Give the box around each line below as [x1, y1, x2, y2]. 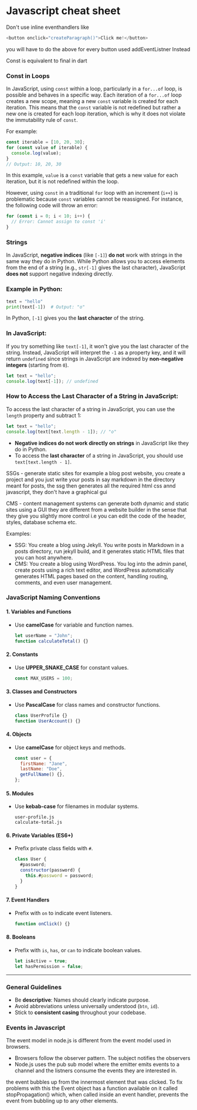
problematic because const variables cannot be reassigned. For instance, [6, 196, 184, 203]
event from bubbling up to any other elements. [6, 1097, 118, 1105]
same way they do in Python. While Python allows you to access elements [6, 258, 185, 265]
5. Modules [6, 790, 34, 797]
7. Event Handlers [6, 896, 50, 903]
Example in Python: [6, 285, 63, 293]
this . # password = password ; [25, 873, 94, 879]
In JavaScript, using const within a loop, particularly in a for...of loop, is [6, 85, 183, 92]
